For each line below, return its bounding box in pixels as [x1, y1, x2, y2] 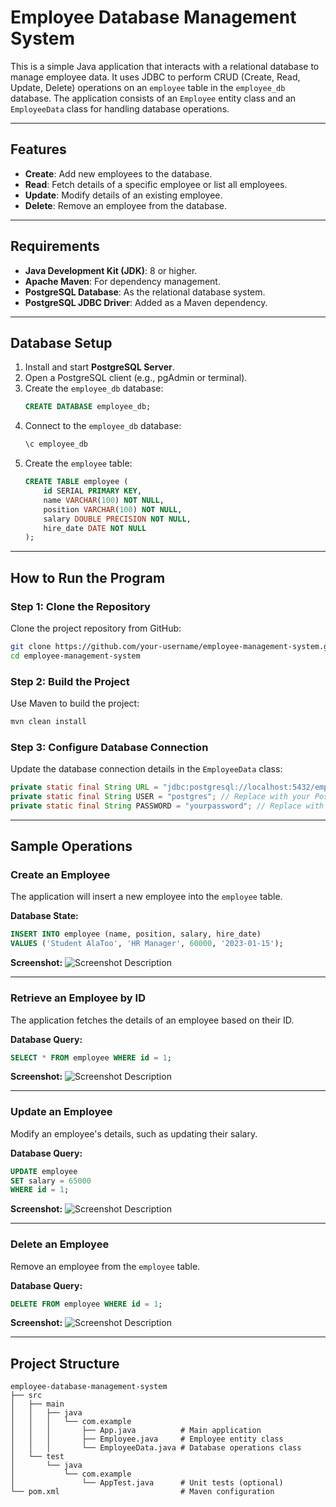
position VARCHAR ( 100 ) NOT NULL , [43, 504, 183, 515]
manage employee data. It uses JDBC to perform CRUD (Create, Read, [10, 71, 301, 83]
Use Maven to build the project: [10, 697, 140, 709]
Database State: [10, 910, 79, 922]
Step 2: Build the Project [10, 674, 130, 688]
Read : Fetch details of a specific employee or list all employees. [24, 178, 288, 190]
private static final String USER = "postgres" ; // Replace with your [10, 792, 311, 802]
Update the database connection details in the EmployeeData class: [10, 763, 283, 775]
